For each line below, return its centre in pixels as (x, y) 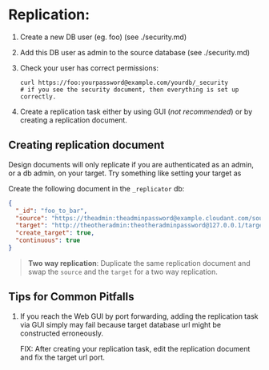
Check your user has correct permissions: (89, 68)
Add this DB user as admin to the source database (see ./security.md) (135, 52)
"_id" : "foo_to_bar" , (52, 211)
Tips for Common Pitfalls (71, 297)
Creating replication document (86, 145)
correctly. (38, 97)
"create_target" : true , (55, 233)
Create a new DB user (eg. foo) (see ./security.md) (103, 37)
